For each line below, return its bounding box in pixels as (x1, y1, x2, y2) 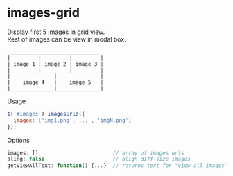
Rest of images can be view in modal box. (7, 35, 126, 43)
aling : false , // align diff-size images (7, 156, 191, 163)
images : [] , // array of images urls (7, 149, 185, 157)
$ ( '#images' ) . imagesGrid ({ (7, 110, 85, 117)
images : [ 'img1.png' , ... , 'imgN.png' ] (13, 116, 132, 124)
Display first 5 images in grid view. (7, 28, 105, 36)
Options (7, 136, 30, 144)
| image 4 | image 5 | (7, 78, 104, 86)
